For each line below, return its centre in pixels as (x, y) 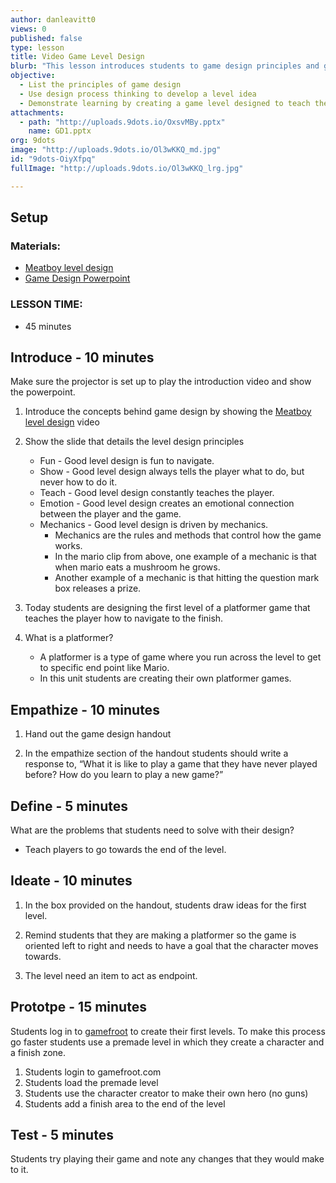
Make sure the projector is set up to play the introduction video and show (161, 382)
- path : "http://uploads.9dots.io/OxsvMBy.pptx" (122, 122)
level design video (62, 422)
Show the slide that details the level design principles (134, 442)
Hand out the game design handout (98, 734)
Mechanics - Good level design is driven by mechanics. (154, 525)
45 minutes (48, 326)
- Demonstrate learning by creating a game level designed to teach (165, 103)
